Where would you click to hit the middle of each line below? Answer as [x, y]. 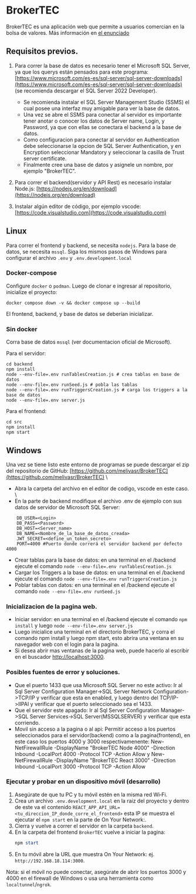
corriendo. [27, 723]
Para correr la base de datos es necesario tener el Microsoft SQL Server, [102, 65]
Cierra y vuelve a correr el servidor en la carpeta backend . [84, 826]
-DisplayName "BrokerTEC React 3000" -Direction [115, 760]
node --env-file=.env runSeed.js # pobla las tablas [72, 385]
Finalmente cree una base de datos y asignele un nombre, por [98, 164]
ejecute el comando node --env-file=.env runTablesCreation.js [93, 566]
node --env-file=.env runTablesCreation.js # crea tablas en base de [93, 375]
